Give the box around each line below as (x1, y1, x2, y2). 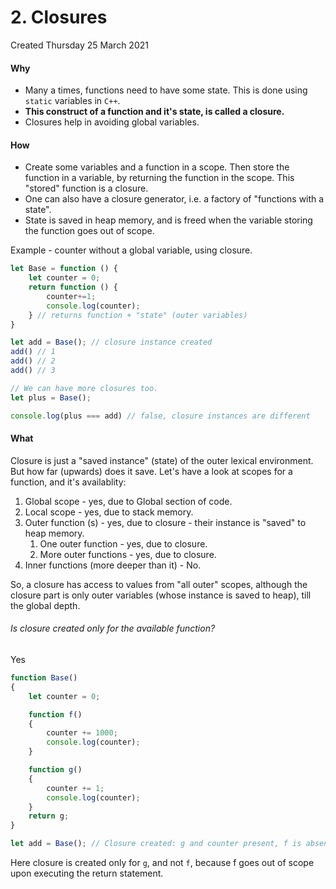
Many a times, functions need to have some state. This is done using (24, 84, 308, 96)
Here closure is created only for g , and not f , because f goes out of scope (10, 857, 315, 868)
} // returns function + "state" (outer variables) (28, 310, 248, 320)
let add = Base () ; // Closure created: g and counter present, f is (10, 839, 302, 849)
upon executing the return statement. (10, 867, 164, 879)
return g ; (28, 811, 70, 821)
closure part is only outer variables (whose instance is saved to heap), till (10, 589, 312, 601)
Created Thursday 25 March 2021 (10, 39, 149, 51)
